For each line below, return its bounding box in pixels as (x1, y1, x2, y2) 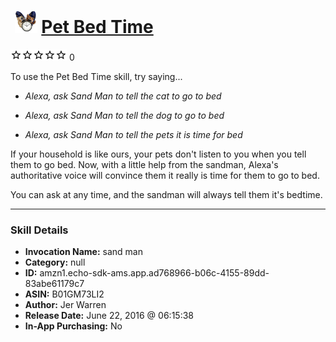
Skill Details (10, 223, 69, 237)
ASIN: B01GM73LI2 (24, 288, 105, 300)
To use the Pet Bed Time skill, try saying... (10, 70, 183, 82)
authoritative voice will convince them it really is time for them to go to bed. (10, 169, 320, 181)
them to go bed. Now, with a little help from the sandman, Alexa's (10, 158, 279, 170)
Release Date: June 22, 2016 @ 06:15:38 (24, 310, 194, 322)
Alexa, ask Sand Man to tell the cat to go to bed (24, 90, 222, 102)
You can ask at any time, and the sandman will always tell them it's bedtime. (10, 188, 323, 200)
